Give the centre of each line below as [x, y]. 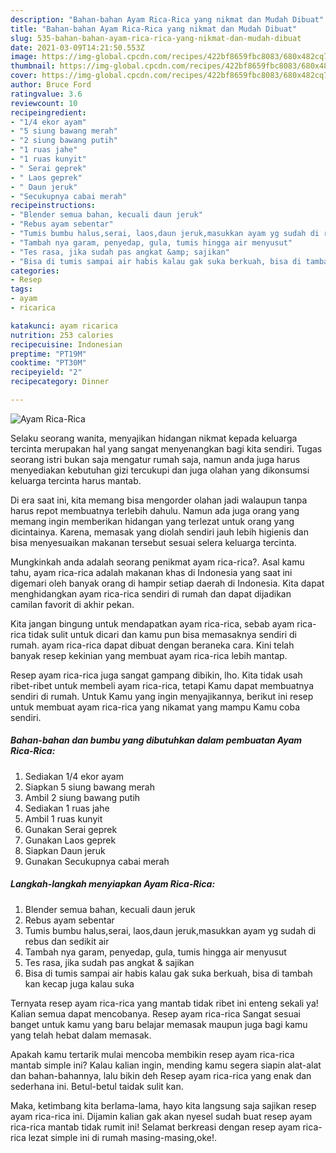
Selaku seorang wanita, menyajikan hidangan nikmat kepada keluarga [154, 438]
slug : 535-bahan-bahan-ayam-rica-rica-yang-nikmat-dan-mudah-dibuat [156, 38]
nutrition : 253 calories [62, 335]
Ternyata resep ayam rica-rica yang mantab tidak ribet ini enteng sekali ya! [164, 1003]
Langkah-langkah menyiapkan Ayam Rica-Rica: [113, 884]
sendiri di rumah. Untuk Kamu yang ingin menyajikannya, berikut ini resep [162, 696]
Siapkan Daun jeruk [65, 850]
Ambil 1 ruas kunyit [63, 818]
